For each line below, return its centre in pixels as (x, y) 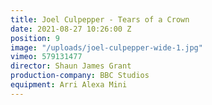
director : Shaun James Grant (71, 66)
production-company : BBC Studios (80, 76)
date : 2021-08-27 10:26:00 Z (71, 29)
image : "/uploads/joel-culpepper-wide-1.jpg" (106, 47)
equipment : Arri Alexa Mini (69, 85)
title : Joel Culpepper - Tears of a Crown (100, 19)
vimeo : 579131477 (46, 57)
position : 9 (35, 38)
